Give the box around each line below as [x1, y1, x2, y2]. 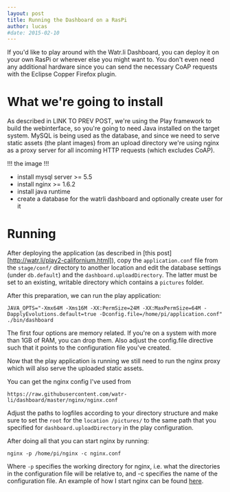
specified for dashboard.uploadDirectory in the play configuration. [7, 424, 194, 432]
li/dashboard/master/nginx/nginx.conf [7, 397, 118, 404]
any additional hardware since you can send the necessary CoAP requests [7, 63, 218, 71]
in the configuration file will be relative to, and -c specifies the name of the [7, 469, 218, 478]
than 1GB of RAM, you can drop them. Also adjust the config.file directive [7, 336, 214, 345]
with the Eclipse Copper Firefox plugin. [7, 70, 117, 78]
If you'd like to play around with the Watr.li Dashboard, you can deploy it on [7, 48, 220, 56]
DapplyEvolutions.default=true [7, 311, 97, 318]
